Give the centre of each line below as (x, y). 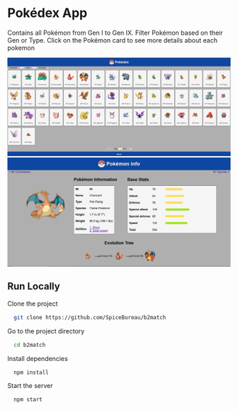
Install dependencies (38, 358)
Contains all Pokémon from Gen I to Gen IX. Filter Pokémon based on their (115, 33)
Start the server (30, 386)
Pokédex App (47, 13)
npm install (32, 372)
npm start (28, 400)
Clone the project (33, 304)
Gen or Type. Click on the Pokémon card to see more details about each (113, 40)
